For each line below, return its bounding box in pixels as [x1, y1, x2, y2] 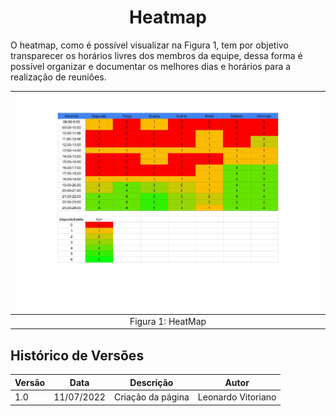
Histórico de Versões [10, 347, 145, 364]
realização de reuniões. [10, 71, 107, 83]
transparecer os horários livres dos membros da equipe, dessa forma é [10, 49, 303, 61]
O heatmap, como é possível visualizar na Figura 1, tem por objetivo [10, 39, 289, 51]
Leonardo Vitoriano [197, 391, 277, 403]
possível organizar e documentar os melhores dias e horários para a [10, 60, 292, 72]
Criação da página [113, 391, 190, 403]
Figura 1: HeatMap [129, 315, 207, 327]
